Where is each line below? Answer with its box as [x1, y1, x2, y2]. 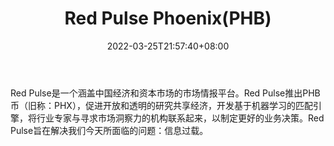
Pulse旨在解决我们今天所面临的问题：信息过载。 [10, 124, 209, 136]
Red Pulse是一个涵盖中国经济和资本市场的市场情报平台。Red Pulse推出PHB [10, 87, 321, 99]
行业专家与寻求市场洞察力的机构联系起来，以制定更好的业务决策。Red [36, 112, 325, 124]
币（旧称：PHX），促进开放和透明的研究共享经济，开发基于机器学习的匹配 [10, 99, 313, 111]
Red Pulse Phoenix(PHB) [64, 7, 272, 30]
